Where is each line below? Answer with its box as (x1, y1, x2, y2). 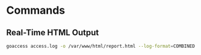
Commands (6, 4, 66, 17)
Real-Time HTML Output (6, 27, 99, 38)
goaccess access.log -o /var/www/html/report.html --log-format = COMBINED (6, 43, 196, 49)
